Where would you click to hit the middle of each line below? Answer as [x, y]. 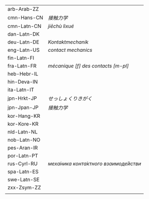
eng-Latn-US [24, 50]
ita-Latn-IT [21, 90]
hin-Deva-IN [23, 82]
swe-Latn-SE [24, 179]
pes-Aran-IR [23, 148]
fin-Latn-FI [21, 58]
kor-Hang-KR [24, 116]
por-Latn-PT [23, 156]
